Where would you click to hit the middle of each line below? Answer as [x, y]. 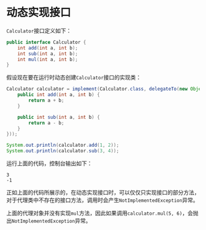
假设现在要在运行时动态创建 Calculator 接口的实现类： [74, 78]
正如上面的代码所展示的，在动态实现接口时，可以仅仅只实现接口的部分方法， [103, 193]
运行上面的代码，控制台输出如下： [49, 163]
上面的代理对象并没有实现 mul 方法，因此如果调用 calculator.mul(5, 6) [94, 213]
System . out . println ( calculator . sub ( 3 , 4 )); [63, 151]
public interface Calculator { [46, 42]
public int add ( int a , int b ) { [59, 95]
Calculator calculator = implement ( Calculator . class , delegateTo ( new [97, 89]
